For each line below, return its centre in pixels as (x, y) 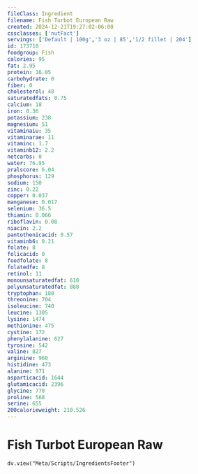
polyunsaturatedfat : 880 (43, 287)
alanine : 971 (26, 371)
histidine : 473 (29, 365)
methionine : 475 (31, 326)
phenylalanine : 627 (36, 339)
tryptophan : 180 (31, 293)
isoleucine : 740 (31, 306)
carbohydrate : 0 (31, 79)
